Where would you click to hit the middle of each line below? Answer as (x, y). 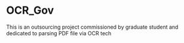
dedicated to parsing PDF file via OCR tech (59, 33)
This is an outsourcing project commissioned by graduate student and (92, 27)
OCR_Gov (30, 10)
